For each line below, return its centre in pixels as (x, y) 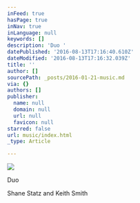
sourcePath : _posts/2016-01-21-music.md (66, 77)
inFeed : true (26, 13)
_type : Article (29, 142)
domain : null (32, 109)
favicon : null (33, 122)
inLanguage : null (32, 33)
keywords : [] (26, 39)
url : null (27, 116)
